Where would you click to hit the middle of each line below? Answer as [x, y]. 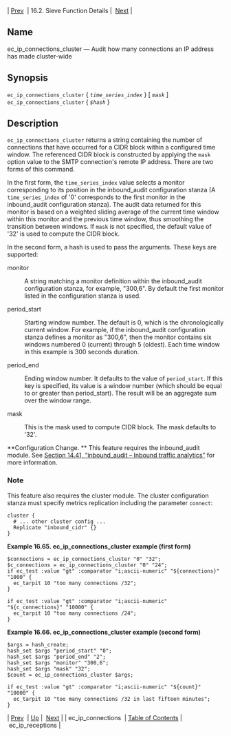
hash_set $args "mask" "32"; [49, 668]
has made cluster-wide [40, 56]
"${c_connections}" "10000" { [51, 607]
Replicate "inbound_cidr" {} [55, 527]
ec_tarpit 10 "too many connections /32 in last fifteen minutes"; [112, 699]
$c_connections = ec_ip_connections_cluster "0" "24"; [87, 565]
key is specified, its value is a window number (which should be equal [123, 386]
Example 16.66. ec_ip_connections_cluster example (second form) [104, 632]
